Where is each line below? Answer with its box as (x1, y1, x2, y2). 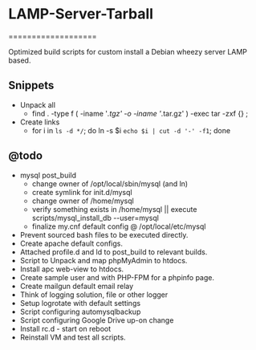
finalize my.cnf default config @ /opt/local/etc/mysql (31, 222, 206, 231)
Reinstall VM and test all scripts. (19, 332, 126, 342)
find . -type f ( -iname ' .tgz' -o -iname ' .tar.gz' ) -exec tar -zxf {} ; (31, 108, 249, 118)
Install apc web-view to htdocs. (19, 264, 124, 274)
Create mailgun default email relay (19, 281, 134, 291)
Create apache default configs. (19, 238, 123, 248)
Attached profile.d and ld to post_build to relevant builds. (19, 246, 208, 257)
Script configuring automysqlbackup (19, 307, 141, 316)
